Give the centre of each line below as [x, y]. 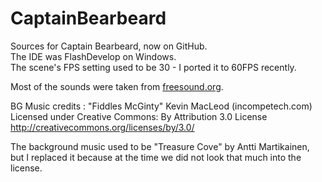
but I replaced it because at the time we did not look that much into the [156, 157]
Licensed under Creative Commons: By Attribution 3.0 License [139, 116]
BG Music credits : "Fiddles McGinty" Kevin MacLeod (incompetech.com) [161, 106]
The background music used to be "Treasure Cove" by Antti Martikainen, [160, 146]
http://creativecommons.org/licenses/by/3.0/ [102, 127]
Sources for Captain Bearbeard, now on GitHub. [109, 46]
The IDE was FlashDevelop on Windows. [93, 56]
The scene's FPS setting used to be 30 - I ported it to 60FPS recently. [153, 67]
